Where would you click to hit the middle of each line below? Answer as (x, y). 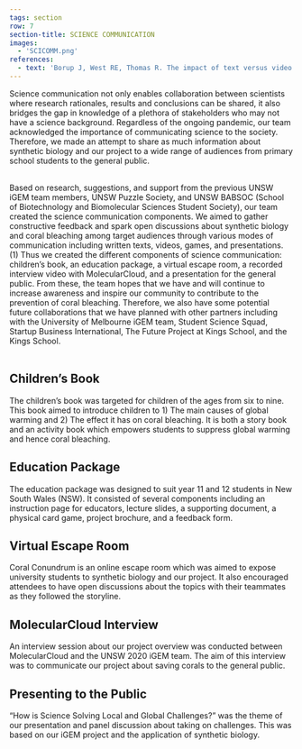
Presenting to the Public (78, 694)
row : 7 (22, 26)
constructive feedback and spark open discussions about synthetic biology (149, 225)
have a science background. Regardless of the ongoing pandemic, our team (150, 122)
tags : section (36, 18)
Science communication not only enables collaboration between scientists (147, 93)
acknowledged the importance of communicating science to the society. (144, 132)
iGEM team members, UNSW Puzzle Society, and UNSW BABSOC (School (147, 197)
